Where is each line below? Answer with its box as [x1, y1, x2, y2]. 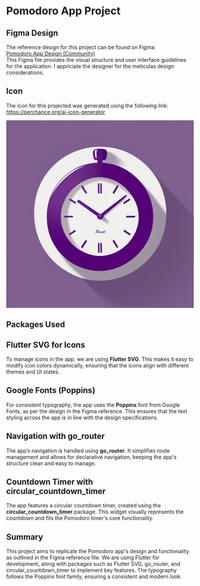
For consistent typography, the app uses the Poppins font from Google [6, 401, 180, 409]
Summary [6, 532, 43, 542]
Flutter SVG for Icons [6, 339, 85, 350]
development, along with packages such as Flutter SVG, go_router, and [6, 560, 180, 568]
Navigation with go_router [6, 431, 105, 441]
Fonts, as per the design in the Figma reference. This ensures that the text [6, 407, 187, 414]
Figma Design [6, 28, 58, 38]
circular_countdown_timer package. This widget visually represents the [6, 508, 184, 516]
